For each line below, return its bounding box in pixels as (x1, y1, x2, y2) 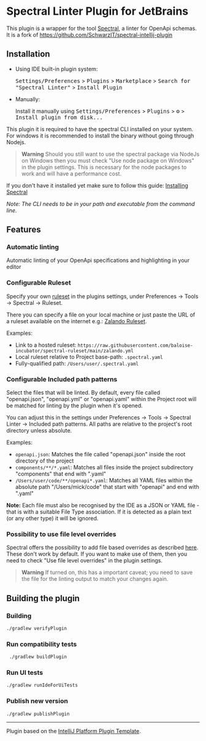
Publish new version (6, 697, 69, 705)
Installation (6, 49, 50, 60)
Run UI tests (6, 668, 44, 677)
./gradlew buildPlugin (9, 654, 67, 660)
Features (6, 225, 41, 235)
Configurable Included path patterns (6, 375, 118, 383)
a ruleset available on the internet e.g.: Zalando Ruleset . (6, 317, 147, 324)
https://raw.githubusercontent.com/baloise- (77, 342, 193, 348)
